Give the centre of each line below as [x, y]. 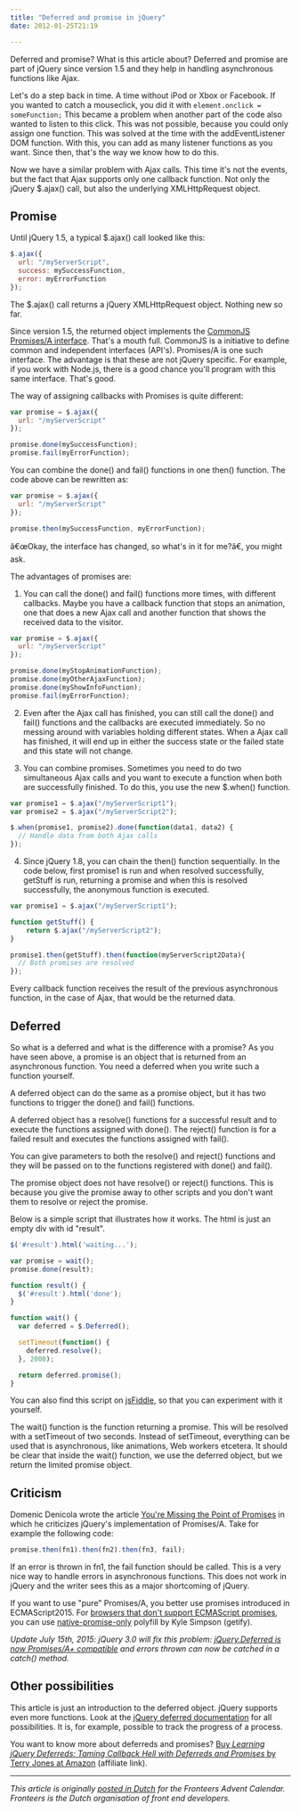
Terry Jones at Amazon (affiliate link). [79, 1763]
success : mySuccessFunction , [72, 271]
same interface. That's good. [63, 378]
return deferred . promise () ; [70, 1375]
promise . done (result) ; [52, 1269]
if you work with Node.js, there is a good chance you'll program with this [143, 369]
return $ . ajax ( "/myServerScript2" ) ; [94, 930]
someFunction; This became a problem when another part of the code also [146, 114]
